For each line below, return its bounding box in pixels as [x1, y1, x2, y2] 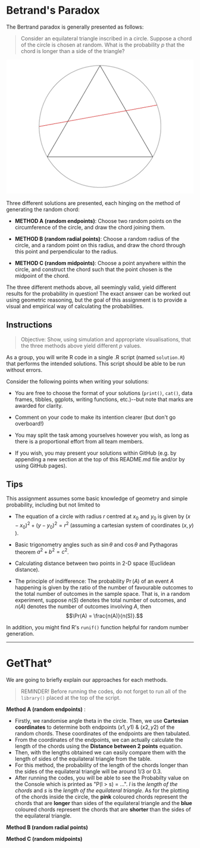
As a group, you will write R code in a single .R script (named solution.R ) [6, 353, 185, 361]
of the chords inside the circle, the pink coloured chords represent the [14, 793, 187, 800]
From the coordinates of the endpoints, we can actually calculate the [14, 737, 183, 744]
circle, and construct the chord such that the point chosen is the [14, 266, 173, 273]
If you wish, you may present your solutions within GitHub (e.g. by [14, 449, 177, 456]
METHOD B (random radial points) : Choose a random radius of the [14, 235, 180, 242]
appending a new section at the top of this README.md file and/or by [14, 455, 185, 462]
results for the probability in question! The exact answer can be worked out [6, 290, 190, 297]
